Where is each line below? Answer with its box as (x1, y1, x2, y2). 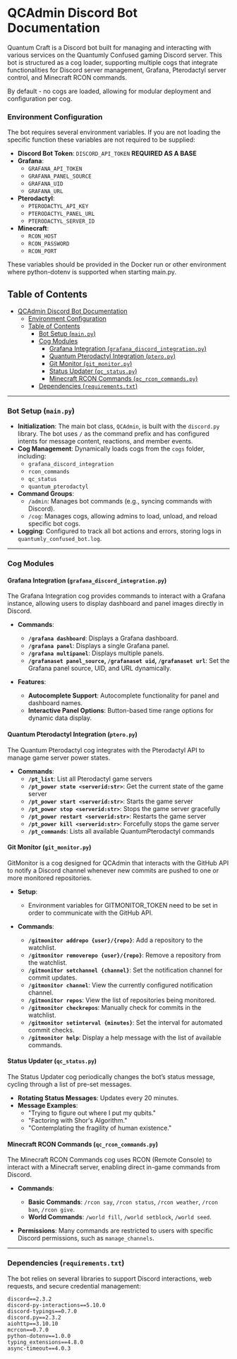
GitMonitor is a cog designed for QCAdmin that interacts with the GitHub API (7, 858, 229, 867)
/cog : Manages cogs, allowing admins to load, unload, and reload (28, 512, 217, 520)
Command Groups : (17, 489, 75, 498)
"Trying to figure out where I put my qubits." (28, 1109, 157, 1117)
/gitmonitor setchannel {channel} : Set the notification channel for (28, 965, 223, 974)
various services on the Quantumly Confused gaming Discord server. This (7, 51, 222, 59)
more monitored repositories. (7, 873, 92, 882)
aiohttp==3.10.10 (7, 1320, 59, 1327)
